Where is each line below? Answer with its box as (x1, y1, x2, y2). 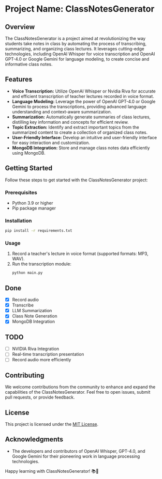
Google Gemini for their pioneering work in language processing (12, 453, 140, 459)
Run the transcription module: (12, 261, 72, 267)
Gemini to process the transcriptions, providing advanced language (12, 103, 147, 110)
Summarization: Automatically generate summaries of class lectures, (12, 114, 151, 120)
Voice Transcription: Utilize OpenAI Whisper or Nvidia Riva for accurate (12, 88, 156, 94)
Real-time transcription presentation (12, 351, 84, 357)
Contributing (5, 371, 44, 379)
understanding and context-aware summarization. (12, 109, 112, 114)
